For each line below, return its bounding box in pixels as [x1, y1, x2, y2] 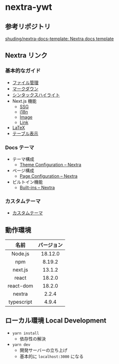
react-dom [7, 283, 34, 289]
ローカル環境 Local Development [5, 317, 107, 325]
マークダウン [12, 85, 39, 91]
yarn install [12, 330, 40, 336]
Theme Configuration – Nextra [19, 162, 81, 167]
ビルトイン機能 [12, 179, 43, 185]
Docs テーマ [5, 144, 35, 151]
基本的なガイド [5, 67, 41, 74]
